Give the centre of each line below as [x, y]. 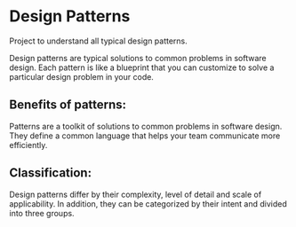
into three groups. [42, 213]
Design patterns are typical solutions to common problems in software [138, 58]
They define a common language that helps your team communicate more [145, 136]
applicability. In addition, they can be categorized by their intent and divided [148, 204]
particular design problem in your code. [81, 76]
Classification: [50, 173]
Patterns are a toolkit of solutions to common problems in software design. [146, 126]
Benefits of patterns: [68, 105]
